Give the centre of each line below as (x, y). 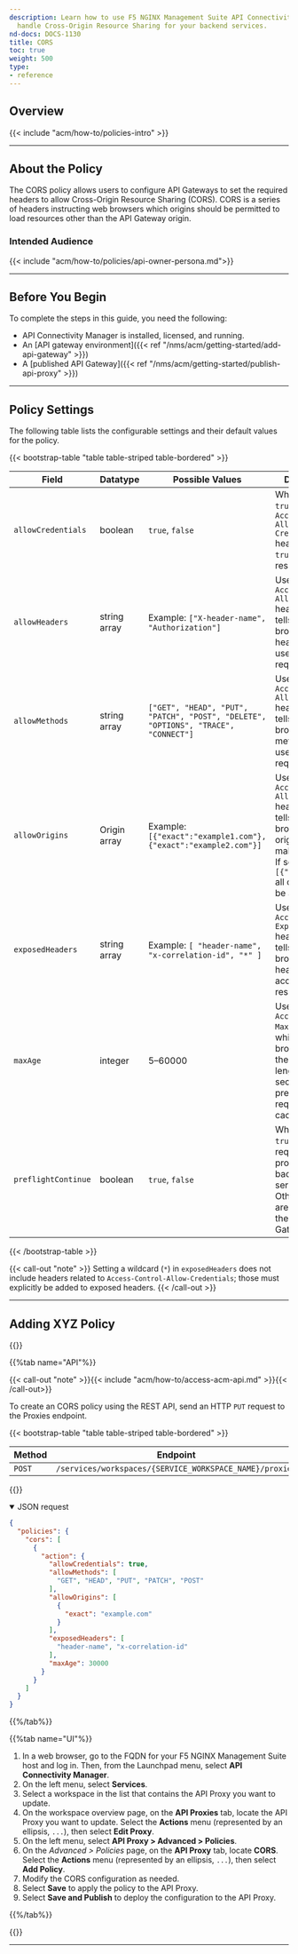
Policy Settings (52, 409)
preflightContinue (52, 1180)
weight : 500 (31, 59)
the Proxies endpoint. (48, 1416)
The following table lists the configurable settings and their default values (143, 431)
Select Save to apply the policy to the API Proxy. (110, 1888)
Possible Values (207, 480)
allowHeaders (41, 622)
